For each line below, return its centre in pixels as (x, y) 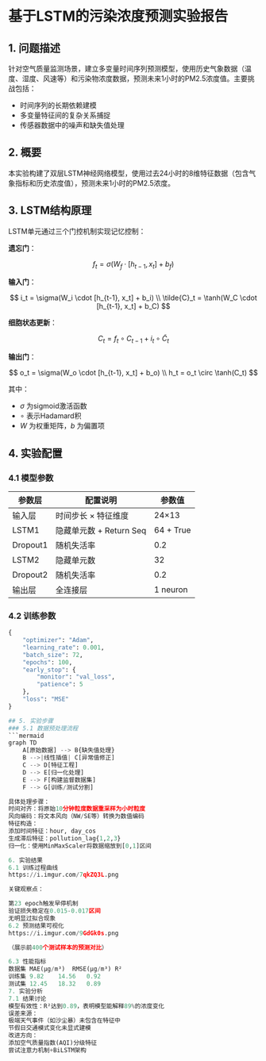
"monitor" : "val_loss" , (76, 677)
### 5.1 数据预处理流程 (43, 728)
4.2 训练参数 (32, 616)
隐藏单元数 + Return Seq (101, 530)
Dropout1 (30, 544)
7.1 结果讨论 (27, 998)
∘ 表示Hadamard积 (50, 416)
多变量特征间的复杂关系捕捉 (65, 115)
